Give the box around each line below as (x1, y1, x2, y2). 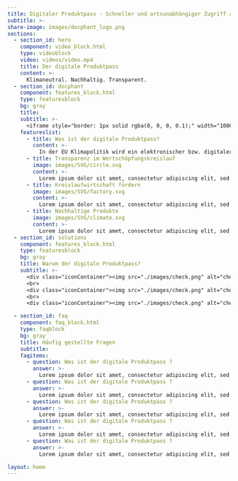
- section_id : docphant (13, 83, 84, 90)
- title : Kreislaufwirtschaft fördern (25, 181, 141, 188)
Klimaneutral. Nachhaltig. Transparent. (25, 76, 147, 83)
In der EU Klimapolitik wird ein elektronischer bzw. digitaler (38, 149, 233, 156)
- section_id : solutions (13, 234, 87, 241)
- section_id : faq (13, 313, 69, 320)
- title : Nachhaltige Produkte (25, 208, 119, 215)
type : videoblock (20, 50, 72, 57)
